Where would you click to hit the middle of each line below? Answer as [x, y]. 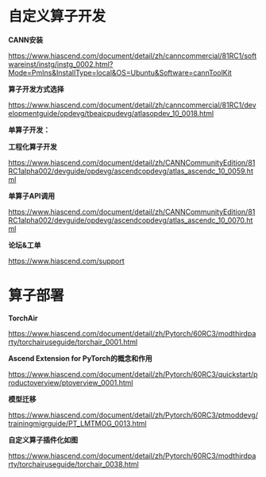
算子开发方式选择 [36, 89]
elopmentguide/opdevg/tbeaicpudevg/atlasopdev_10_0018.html [111, 113]
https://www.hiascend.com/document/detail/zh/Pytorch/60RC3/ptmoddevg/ [133, 415]
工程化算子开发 [33, 146]
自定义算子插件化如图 [43, 440]
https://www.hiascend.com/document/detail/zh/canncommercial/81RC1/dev [132, 105]
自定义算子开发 [57, 16]
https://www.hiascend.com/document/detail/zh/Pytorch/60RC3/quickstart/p [133, 374]
